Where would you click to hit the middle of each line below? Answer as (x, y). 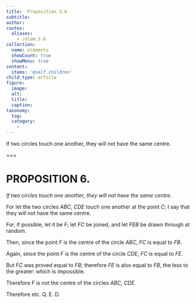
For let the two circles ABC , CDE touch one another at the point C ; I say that (98, 207)
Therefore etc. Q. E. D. (33, 294)
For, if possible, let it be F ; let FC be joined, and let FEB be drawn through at (98, 224)
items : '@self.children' (42, 72)
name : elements (30, 50)
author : (16, 22)
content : (17, 66)
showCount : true (31, 56)
